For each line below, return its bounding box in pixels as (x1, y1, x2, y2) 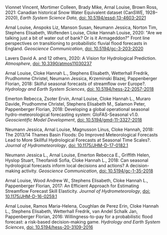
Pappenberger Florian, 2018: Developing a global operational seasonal (5, 107, 150, 112)
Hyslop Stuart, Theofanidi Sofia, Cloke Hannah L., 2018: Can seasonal (5, 157, 149, 163)
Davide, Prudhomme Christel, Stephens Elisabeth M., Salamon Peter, (5, 101, 146, 107)
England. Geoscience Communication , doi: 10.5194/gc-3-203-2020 (5, 46, 144, 51)
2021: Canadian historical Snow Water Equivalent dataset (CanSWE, (5, 9, 145, 15)
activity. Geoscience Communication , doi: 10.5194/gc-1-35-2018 (21, 168, 154, 174)
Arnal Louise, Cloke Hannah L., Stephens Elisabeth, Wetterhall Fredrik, (5, 70, 150, 76)
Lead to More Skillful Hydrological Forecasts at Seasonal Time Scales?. (5, 137, 151, 143)
